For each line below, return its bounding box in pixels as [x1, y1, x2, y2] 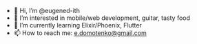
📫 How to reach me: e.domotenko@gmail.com [13, 29, 147, 37]
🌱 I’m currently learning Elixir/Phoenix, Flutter [13, 21, 143, 29]
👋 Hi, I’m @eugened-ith [13, 7, 81, 14]
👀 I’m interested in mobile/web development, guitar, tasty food [13, 14, 191, 22]
